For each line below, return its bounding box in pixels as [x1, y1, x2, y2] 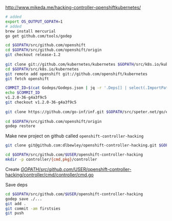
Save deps [5, 181, 28, 188]
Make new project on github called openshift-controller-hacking [5, 133, 144, 139]
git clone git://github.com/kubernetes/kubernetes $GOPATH [5, 62, 134, 67]
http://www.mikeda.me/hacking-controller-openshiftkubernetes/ [5, 5, 141, 10]
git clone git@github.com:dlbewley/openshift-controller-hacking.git [5, 143, 157, 148]
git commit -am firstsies [5, 206, 60, 211]
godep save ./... [5, 196, 42, 201]
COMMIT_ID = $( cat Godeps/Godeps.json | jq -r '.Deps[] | [5, 85, 127, 90]
